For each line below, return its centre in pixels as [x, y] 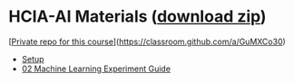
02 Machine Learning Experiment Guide [96, 69]
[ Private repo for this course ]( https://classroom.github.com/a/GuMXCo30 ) [147, 41]
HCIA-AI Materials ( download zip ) [137, 17]
